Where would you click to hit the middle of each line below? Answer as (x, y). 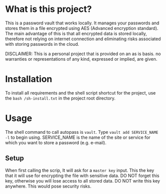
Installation (29, 79)
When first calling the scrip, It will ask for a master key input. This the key (80, 170)
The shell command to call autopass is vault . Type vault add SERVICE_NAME (82, 132)
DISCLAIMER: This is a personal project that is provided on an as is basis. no (83, 54)
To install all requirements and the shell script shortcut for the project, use (81, 93)
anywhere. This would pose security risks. (48, 186)
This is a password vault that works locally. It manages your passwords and (82, 23)
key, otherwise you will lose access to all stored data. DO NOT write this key (83, 181)
